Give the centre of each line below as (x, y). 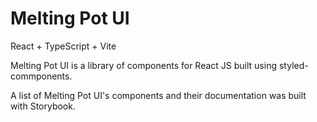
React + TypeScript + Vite (63, 46)
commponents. (41, 76)
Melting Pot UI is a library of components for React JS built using (144, 65)
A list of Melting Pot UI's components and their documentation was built (158, 95)
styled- (293, 65)
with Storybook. (43, 106)
